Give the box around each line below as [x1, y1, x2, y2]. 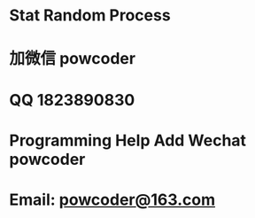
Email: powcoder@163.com [9, 190, 215, 209]
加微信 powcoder [9, 49, 135, 69]
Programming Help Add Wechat [9, 130, 246, 151]
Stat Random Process [9, 5, 171, 26]
